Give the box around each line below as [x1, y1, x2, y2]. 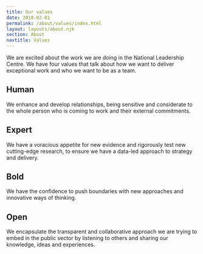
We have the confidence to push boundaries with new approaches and [6, 188, 184, 195]
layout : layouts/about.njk [6, 26, 75, 32]
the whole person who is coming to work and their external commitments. [6, 107, 191, 115]
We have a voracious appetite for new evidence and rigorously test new [6, 141, 186, 148]
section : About [6, 32, 45, 38]
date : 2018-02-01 [6, 15, 50, 21]
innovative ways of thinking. [6, 194, 77, 202]
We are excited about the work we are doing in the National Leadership [6, 54, 184, 61]
